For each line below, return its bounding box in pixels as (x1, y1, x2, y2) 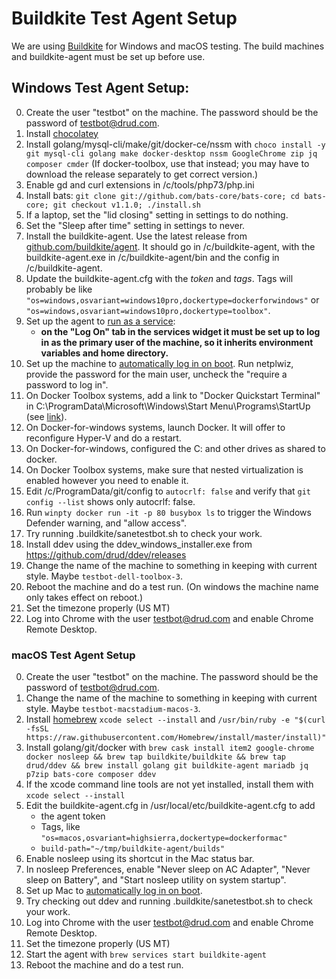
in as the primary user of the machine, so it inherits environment (40, 336, 314, 348)
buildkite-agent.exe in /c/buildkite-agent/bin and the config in (25, 251, 280, 263)
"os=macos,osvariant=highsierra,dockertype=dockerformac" (40, 833, 288, 844)
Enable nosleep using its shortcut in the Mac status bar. (25, 853, 255, 865)
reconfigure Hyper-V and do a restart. (25, 432, 182, 444)
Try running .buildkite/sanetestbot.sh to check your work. (25, 527, 263, 539)
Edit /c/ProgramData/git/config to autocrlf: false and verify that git (25, 485, 312, 497)
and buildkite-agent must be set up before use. (11, 50, 206, 62)
